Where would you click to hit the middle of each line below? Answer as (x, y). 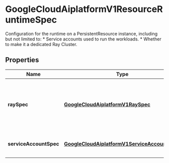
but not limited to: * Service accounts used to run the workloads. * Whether (83, 39)
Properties (22, 60)
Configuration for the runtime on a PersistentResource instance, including (81, 33)
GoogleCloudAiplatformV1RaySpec (107, 104)
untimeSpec (31, 20)
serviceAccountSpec (33, 143)
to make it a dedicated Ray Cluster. (41, 44)
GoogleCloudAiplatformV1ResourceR (84, 9)
